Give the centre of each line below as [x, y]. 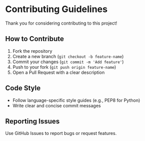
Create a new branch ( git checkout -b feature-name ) [68, 56]
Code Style [23, 88]
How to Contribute [35, 39]
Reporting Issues [32, 121]
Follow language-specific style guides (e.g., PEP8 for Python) [76, 100]
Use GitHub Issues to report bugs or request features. [61, 133]
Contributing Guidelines [56, 9]
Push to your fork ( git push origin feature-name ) [64, 67]
